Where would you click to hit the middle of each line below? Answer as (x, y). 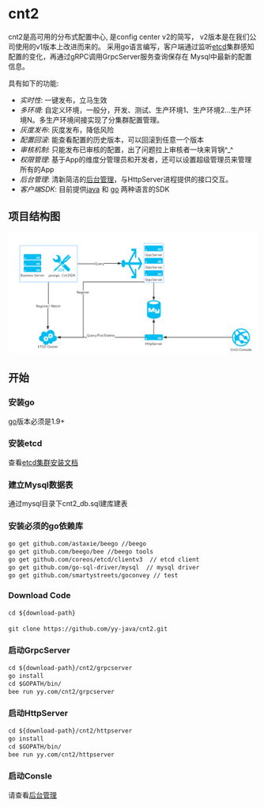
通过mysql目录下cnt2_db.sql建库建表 (68, 504)
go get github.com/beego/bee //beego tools (81, 552)
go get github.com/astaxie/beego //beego (77, 544)
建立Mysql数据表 (41, 485)
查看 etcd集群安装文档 (43, 462)
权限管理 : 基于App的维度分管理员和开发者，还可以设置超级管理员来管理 (136, 159)
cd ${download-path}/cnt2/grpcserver (70, 668)
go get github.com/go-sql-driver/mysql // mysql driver (104, 568)
